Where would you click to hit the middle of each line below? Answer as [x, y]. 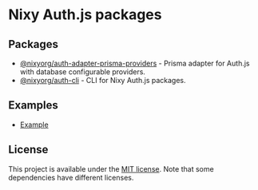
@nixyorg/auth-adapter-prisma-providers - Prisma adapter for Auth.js [135, 63]
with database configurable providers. [83, 72]
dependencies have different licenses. [71, 177]
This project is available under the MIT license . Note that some [111, 168]
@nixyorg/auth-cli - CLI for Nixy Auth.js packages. [103, 80]
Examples [33, 105]
